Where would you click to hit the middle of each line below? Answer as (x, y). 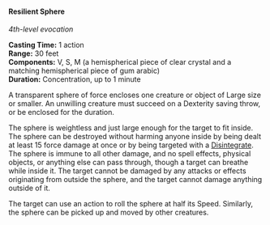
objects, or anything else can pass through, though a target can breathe (129, 163)
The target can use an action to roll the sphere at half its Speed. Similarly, (131, 204)
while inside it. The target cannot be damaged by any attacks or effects (127, 171)
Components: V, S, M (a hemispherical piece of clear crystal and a (120, 62)
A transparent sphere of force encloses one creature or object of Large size (135, 95)
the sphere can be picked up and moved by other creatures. (109, 212)
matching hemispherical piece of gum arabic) (84, 71)
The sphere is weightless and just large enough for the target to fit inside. (131, 128)
